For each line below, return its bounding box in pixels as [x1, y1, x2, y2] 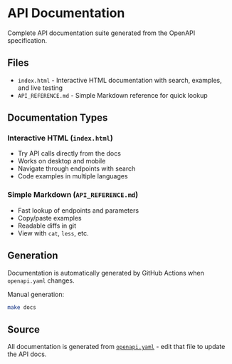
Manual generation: [7, 290, 65, 298]
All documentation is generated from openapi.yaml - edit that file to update [7, 343, 226, 351]
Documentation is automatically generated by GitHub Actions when [7, 268, 204, 277]
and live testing [17, 84, 63, 92]
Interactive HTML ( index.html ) [7, 133, 114, 143]
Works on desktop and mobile [17, 157, 106, 166]
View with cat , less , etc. [17, 228, 89, 237]
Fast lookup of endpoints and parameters [17, 206, 139, 215]
